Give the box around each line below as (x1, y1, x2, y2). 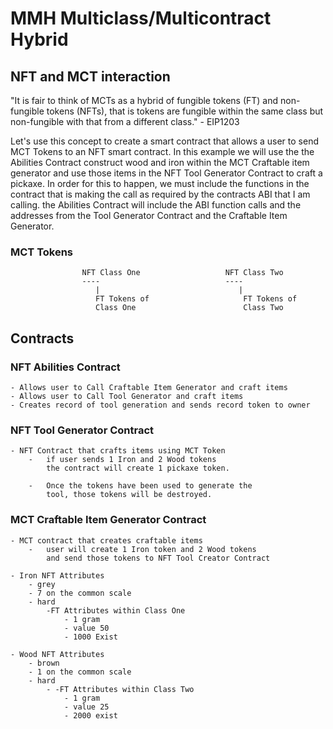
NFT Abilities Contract (10, 360, 121, 374)
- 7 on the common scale (28, 588, 132, 598)
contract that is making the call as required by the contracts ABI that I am (10, 188, 311, 200)
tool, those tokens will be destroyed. (46, 490, 213, 500)
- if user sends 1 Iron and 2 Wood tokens (28, 455, 217, 465)
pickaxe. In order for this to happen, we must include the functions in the (10, 178, 310, 189)
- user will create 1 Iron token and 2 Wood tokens (28, 544, 257, 554)
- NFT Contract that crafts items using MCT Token (10, 446, 226, 456)
